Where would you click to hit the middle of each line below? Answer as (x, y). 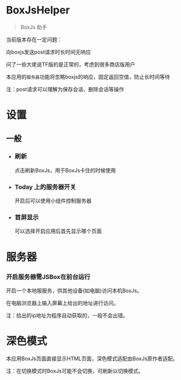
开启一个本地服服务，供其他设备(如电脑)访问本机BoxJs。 (74, 291)
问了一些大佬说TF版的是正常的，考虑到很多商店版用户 (71, 64)
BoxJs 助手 (34, 27)
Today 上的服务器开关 (45, 186)
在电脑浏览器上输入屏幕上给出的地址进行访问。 (62, 303)
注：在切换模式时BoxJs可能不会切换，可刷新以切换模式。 (75, 371)
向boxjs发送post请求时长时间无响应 (49, 52)
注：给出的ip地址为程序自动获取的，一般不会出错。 (67, 315)
